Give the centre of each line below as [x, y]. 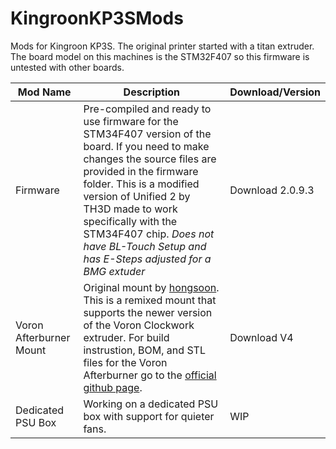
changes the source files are [150, 159]
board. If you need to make [146, 146]
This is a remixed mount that [150, 300]
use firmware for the [131, 121]
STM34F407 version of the [147, 134]
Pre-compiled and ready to [147, 109]
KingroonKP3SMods [97, 18]
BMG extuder [114, 271]
